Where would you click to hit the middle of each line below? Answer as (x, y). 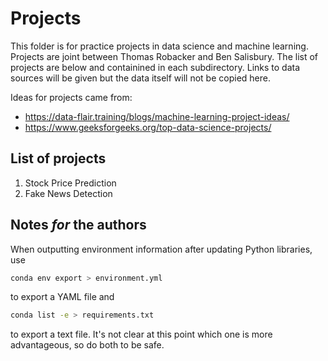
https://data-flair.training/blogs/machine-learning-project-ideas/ (157, 116)
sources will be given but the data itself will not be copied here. (140, 78)
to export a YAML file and (62, 297)
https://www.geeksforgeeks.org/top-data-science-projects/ (148, 127)
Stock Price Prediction (70, 183)
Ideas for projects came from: (71, 97)
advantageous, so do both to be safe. (87, 345)
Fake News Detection (68, 193)
